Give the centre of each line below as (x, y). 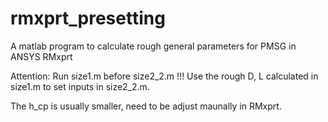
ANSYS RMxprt (41, 56)
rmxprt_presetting (88, 18)
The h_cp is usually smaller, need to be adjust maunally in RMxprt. (146, 106)
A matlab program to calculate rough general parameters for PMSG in (153, 46)
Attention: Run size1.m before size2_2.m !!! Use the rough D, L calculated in (164, 76)
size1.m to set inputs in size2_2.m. (80, 86)
